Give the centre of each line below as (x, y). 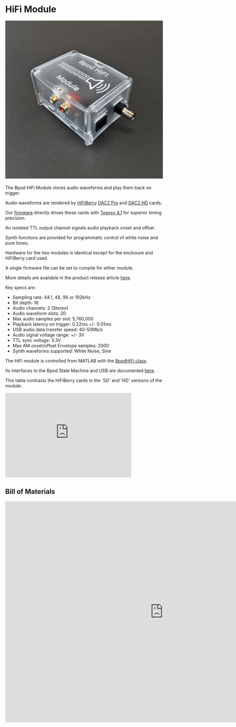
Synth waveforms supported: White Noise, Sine (62, 351)
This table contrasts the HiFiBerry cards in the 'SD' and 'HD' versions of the (84, 380)
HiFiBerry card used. (27, 258)
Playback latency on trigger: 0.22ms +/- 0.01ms (62, 324)
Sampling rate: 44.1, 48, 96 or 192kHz (51, 297)
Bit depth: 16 (25, 302)
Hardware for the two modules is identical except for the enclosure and (79, 253)
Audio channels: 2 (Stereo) (40, 308)
